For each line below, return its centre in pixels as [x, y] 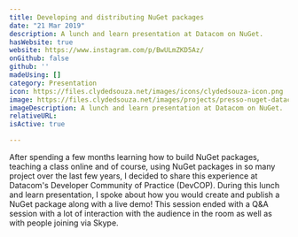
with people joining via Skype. [64, 223]
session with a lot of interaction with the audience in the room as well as [141, 214]
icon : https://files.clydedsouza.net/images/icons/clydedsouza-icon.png [146, 91]
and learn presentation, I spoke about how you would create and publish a [145, 195]
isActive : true [37, 125]
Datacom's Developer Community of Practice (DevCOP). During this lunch [145, 185]
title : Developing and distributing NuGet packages [106, 17]
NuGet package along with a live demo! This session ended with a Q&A [139, 204]
